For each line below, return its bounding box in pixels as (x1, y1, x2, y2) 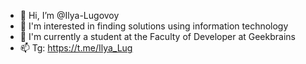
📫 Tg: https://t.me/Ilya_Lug (19, 42, 133, 54)
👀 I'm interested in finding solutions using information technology (19, 20, 289, 32)
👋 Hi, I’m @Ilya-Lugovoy (19, 10, 120, 21)
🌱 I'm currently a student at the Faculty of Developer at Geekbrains (19, 31, 296, 42)
